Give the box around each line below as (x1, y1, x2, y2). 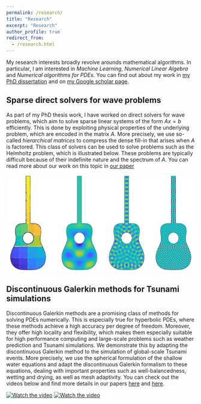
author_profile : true (6, 29, 61, 35)
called (6, 136, 22, 144)
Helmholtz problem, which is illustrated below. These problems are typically (6, 149, 193, 156)
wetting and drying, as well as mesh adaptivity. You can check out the (6, 373, 179, 381)
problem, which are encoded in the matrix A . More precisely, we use (6, 130, 175, 138)
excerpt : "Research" (6, 22, 58, 28)
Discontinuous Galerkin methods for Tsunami (6, 284, 180, 295)
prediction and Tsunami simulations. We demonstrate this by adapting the (6, 341, 188, 349)
